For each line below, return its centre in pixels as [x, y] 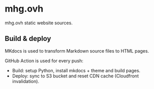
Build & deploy [28, 39]
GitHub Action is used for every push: [44, 61]
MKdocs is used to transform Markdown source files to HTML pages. [77, 51]
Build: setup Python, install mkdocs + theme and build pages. [76, 70]
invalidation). [25, 81]
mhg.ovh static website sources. [39, 23]
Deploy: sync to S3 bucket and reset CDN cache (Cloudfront [75, 76]
